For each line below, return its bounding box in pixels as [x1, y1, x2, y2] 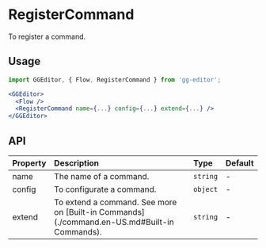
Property [12, 157, 47, 168]
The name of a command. [54, 170, 150, 181]
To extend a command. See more [54, 196, 177, 208]
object [193, 185, 218, 193]
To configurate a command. [54, 184, 157, 195]
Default [225, 157, 254, 168]
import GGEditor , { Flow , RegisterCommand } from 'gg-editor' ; [8, 75, 222, 84]
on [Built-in [54, 206, 97, 217]
